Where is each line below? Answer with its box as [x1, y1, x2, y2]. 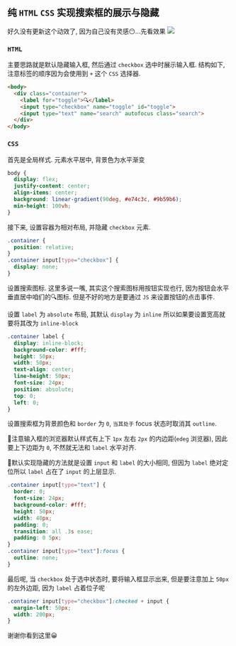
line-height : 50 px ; [13, 372, 72, 380]
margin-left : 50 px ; [13, 604, 72, 611]
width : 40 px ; [13, 515, 52, 522]
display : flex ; [13, 176, 59, 183]
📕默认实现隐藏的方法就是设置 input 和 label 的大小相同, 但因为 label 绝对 [7, 458, 223, 467]
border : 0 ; [13, 488, 46, 495]
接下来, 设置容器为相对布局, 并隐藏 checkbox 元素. [7, 222, 151, 231]
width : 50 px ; [13, 360, 52, 367]
